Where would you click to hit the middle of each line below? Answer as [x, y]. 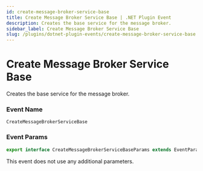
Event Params [27, 137]
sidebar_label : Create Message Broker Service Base [72, 29]
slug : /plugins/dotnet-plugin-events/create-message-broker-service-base [101, 34]
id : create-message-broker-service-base [58, 12]
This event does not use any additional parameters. [70, 161]
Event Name [24, 109]
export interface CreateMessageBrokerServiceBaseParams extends [89, 150]
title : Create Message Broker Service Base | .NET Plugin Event [89, 18]
